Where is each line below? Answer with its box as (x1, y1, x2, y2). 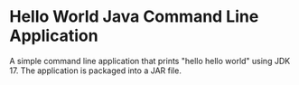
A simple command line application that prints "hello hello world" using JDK (9, 55, 291, 66)
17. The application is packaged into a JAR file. (9, 65, 182, 76)
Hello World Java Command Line (9, 6, 259, 27)
